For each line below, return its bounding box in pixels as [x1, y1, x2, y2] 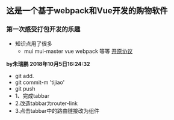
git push [14, 85, 36, 92]
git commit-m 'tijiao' [14, 79, 65, 86]
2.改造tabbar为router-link [14, 100, 78, 107]
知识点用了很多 [14, 40, 52, 47]
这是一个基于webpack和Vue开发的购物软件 [6, 5, 168, 16]
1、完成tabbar [14, 92, 50, 99]
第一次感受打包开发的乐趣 [6, 25, 81, 34]
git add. [14, 72, 34, 79]
